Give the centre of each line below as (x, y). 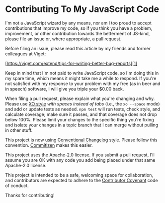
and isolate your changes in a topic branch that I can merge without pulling (82, 125)
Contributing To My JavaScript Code (82, 9)
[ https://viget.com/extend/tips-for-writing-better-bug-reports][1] (71, 63)
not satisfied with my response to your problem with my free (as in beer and (83, 84)
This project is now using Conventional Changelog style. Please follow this (81, 140)
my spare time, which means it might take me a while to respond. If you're (81, 78)
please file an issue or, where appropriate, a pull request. (63, 39)
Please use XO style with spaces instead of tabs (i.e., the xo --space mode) (82, 103)
